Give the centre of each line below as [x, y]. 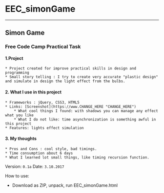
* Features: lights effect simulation [44, 128]
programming [17, 73]
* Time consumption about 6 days [39, 153]
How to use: [17, 175]
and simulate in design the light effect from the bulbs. [65, 81]
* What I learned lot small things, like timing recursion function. [77, 157]
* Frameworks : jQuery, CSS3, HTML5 [42, 102]
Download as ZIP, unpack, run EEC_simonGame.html [65, 185]
